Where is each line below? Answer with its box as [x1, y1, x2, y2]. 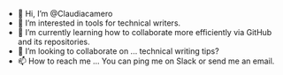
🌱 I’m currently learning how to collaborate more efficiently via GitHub [17, 27, 272, 37]
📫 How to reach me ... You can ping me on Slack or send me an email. [17, 56, 275, 66]
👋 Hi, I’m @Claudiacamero [17, 9, 113, 19]
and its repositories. [17, 36, 90, 47]
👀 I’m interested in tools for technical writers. [17, 18, 181, 28]
